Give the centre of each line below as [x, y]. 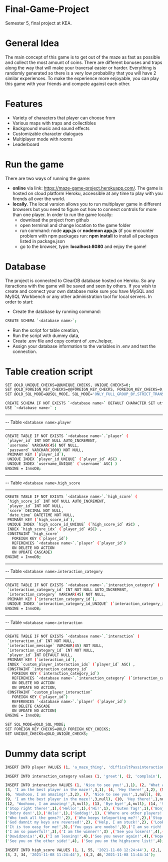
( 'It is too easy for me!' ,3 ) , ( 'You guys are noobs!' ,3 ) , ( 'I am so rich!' [85, 827]
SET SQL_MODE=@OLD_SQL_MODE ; [35, 724]
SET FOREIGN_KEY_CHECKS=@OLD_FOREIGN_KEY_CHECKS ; [58, 729]
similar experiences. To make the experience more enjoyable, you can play [82, 78]
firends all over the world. [39, 198]
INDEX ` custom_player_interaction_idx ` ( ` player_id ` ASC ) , [71, 664]
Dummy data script [46, 754]
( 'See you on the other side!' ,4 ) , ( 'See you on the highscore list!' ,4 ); [85, 841]
